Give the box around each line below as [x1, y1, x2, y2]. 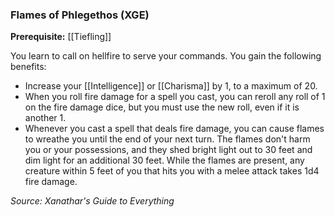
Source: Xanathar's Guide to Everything [10, 195, 175, 207]
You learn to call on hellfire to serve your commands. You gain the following [10, 50, 322, 62]
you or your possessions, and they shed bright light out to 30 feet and [24, 144, 313, 156]
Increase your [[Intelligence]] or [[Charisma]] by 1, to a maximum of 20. [24, 80, 318, 92]
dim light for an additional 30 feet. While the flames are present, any [24, 154, 305, 167]
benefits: [10, 61, 47, 73]
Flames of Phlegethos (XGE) [10, 8, 150, 22]
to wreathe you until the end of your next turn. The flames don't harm [24, 133, 311, 145]
